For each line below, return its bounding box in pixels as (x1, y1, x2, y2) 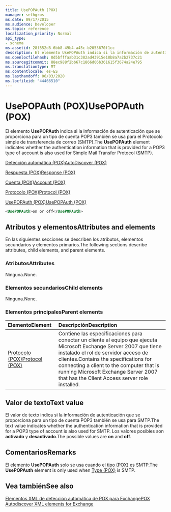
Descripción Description (58, 322, 118, 329)
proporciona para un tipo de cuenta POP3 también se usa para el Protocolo (5, 133, 163, 139)
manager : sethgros (5, 12, 44, 17)
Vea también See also (5, 482, 74, 491)
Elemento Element (8, 322, 52, 329)
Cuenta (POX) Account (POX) (5, 179, 66, 185)
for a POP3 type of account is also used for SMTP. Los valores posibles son (5, 428, 164, 434)
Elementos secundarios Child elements (5, 284, 103, 291)
